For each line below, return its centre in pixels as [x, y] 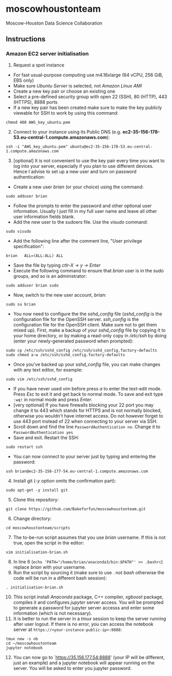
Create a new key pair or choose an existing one [64, 91]
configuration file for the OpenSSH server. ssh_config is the [76, 319]
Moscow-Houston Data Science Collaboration [54, 23]
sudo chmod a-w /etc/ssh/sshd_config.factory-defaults [66, 355]
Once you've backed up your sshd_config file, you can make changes [87, 364]
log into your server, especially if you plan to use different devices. [83, 166]
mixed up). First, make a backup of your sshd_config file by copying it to [89, 330]
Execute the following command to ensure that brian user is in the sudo [89, 270]
